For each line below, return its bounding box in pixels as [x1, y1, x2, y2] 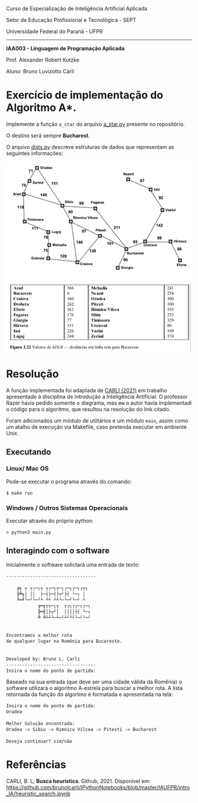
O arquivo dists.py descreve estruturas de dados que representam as [6, 143, 174, 150]
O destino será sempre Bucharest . [6, 132, 90, 139]
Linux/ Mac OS [6, 464, 49, 473]
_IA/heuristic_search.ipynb [6, 790, 71, 797]
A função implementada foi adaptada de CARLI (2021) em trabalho [6, 387, 167, 394]
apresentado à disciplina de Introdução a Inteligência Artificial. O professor [6, 393, 188, 401]
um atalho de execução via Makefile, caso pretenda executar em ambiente [6, 424, 187, 431]
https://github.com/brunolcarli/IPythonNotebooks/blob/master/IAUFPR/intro [6, 784, 190, 791]
